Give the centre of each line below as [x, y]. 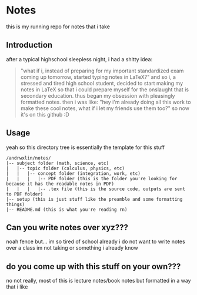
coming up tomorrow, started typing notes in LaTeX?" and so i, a [98, 77]
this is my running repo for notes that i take [58, 26]
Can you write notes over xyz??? [67, 227]
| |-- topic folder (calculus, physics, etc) [66, 168]
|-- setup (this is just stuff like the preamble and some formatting [94, 199]
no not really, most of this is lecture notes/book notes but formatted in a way [98, 281]
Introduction [29, 45]
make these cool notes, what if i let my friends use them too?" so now [105, 108]
